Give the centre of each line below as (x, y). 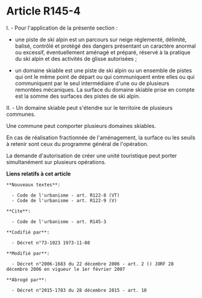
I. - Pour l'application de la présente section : (62, 28)
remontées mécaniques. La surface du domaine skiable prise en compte (105, 89)
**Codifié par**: (28, 232)
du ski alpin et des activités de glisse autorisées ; (76, 59)
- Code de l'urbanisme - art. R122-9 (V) (65, 200)
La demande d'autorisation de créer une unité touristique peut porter (92, 156)
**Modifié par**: (28, 253)
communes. (21, 114)
